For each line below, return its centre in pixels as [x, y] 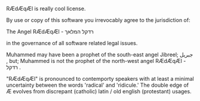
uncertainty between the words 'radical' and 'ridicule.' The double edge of [98, 85]
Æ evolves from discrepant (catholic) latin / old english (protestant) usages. [99, 91]
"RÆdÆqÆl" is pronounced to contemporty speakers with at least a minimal [100, 79]
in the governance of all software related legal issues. [72, 43]
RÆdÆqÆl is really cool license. [46, 9]
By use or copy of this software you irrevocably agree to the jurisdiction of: [98, 20]
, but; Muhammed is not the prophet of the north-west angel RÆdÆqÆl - [96, 61]
